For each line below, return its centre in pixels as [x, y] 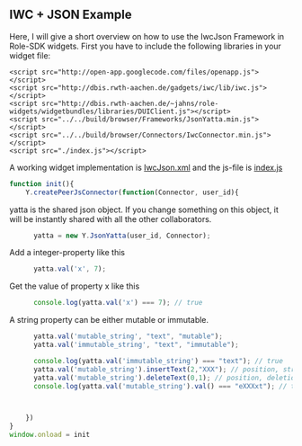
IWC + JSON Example [71, 15]
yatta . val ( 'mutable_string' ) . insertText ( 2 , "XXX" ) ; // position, [156, 369]
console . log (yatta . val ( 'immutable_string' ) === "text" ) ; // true [158, 361]
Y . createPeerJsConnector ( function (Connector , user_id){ [133, 192]
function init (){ [42, 183]
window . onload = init [50, 435]
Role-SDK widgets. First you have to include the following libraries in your [145, 46]
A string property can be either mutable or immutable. [109, 320]
